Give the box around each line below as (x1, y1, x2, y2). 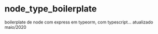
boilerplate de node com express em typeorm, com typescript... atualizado (4, 19, 153, 25)
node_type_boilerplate (4, 3, 97, 14)
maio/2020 (4, 24, 27, 30)
